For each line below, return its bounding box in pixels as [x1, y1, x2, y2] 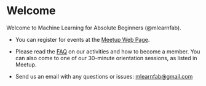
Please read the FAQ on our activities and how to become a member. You [15, 47, 200, 55]
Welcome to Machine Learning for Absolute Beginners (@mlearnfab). [6, 24, 181, 31]
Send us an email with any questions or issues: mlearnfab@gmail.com [15, 72, 193, 80]
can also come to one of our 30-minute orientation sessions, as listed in [15, 54, 197, 61]
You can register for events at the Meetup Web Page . [15, 36, 150, 43]
